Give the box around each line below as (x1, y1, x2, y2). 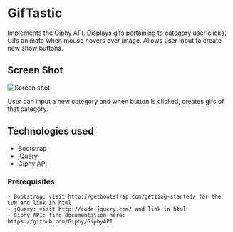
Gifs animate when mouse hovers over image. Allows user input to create (7, 36, 222, 44)
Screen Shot (7, 64, 63, 76)
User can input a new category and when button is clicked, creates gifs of (7, 97, 224, 105)
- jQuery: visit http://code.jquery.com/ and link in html (7, 205, 187, 213)
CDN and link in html (7, 199, 72, 206)
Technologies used (7, 125, 94, 137)
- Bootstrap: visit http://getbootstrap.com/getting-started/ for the (7, 193, 222, 200)
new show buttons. (7, 43, 63, 52)
